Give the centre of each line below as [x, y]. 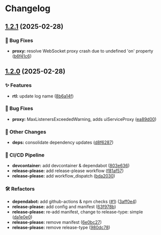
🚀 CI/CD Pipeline [25, 155]
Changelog [28, 9]
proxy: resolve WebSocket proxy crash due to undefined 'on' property [82, 51]
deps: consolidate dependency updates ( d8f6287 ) [63, 142]
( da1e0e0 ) [22, 217]
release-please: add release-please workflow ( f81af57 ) [68, 171]
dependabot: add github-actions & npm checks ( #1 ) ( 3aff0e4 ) [74, 201]
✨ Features [18, 85]
